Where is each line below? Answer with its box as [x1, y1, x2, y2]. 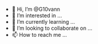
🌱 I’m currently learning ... [11, 18, 75, 25]
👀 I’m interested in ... [11, 12, 62, 19]
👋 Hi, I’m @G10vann [11, 6, 61, 12]
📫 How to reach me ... [11, 32, 67, 38]
